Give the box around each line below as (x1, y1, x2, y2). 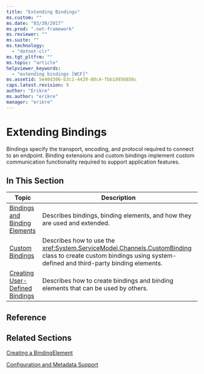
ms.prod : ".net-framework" (6, 25, 75, 32)
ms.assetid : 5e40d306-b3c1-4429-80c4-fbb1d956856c (6, 76, 137, 82)
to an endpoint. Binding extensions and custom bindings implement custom (6, 152, 195, 159)
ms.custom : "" (6, 15, 42, 21)
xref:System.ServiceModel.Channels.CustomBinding (42, 244, 192, 252)
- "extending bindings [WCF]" (12, 71, 88, 77)
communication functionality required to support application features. (6, 158, 180, 165)
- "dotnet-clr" (12, 48, 50, 55)
